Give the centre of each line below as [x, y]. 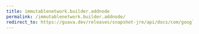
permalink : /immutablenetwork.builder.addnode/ [66, 17]
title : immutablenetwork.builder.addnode [58, 11]
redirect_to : [22, 22]
